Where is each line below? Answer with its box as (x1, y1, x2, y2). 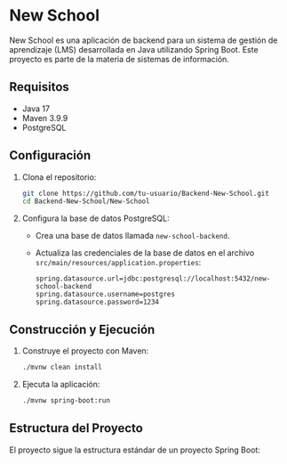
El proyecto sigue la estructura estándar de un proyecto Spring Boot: (9, 444, 260, 455)
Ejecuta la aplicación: (21, 379, 100, 389)
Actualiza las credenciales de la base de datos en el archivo (35, 248, 255, 258)
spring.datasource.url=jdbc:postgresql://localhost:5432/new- (35, 274, 271, 283)
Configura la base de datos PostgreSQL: (21, 213, 171, 224)
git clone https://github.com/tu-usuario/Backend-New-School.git (21, 189, 269, 198)
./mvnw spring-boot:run (21, 396, 111, 405)
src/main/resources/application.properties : (35, 257, 202, 268)
